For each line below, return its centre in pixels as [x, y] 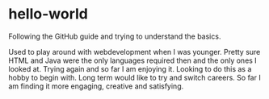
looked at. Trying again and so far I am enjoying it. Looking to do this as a [130, 68]
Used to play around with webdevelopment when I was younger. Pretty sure [134, 52]
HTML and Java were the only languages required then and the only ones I [132, 60]
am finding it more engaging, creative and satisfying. [96, 86]
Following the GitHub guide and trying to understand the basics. [115, 36]
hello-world [48, 14]
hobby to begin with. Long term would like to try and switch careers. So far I [134, 77]
